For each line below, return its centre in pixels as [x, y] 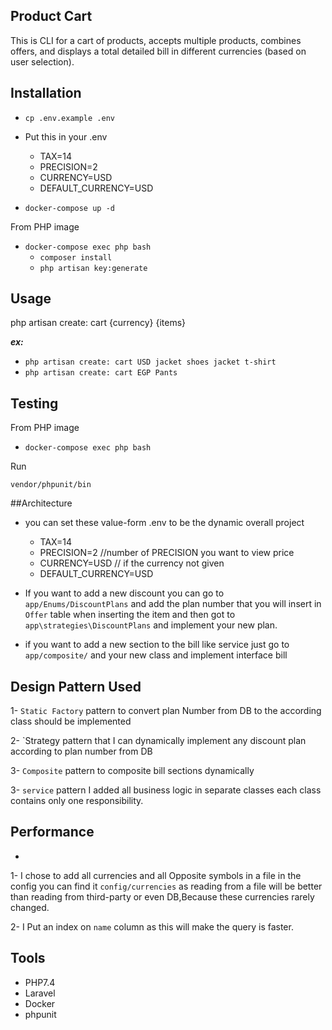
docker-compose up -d [69, 208]
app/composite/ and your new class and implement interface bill [156, 655]
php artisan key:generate [93, 268]
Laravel [40, 993]
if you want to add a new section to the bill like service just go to [157, 645]
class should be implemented [71, 721]
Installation [46, 93]
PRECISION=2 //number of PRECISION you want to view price [167, 553]
